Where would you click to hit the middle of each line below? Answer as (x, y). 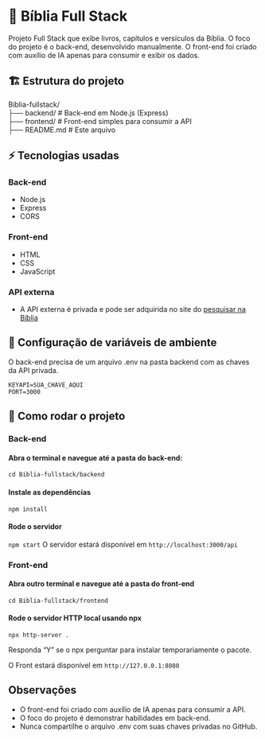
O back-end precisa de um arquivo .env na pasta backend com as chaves (129, 362)
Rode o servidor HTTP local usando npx (75, 618)
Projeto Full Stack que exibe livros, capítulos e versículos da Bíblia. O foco (129, 38)
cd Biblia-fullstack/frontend (58, 601)
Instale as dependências (50, 492)
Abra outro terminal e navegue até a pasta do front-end (101, 584)
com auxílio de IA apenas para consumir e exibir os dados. (104, 55)
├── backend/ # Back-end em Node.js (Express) (88, 113)
